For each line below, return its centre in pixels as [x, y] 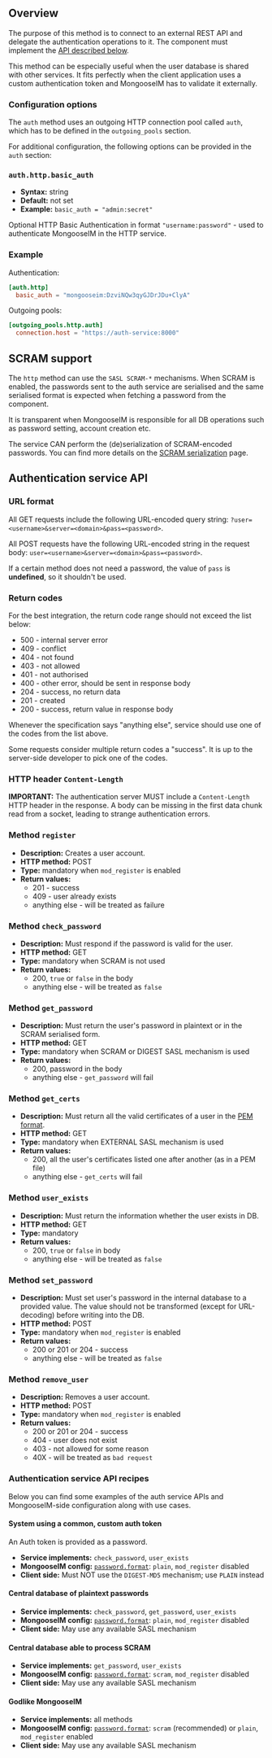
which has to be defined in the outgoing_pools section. [100, 131]
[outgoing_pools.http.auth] [56, 326]
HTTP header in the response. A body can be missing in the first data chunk [135, 806]
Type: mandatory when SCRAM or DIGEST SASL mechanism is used [135, 1052]
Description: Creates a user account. [83, 853]
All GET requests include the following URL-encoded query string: [119, 519]
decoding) [37, 1315]
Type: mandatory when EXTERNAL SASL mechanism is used [122, 1142]
